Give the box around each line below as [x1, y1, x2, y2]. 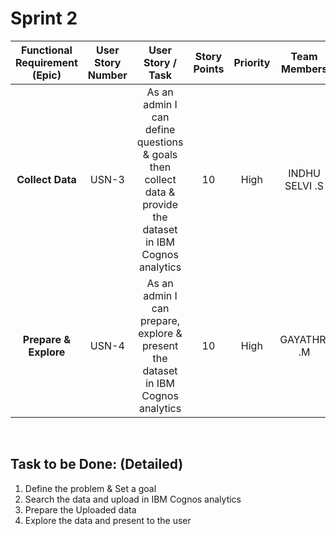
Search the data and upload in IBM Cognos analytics [24, 493, 242, 505]
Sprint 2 [10, 7, 78, 30]
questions [136, 135, 184, 149]
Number [87, 68, 128, 82]
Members [281, 62, 328, 76]
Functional [21, 43, 73, 57]
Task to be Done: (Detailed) [10, 456, 184, 473]
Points [193, 62, 225, 76]
